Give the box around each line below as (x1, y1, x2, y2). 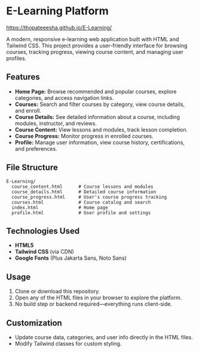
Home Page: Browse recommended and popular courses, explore (14, 88, 177, 95)
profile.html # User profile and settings (11, 209, 151, 216)
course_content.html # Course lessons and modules (11, 184, 154, 190)
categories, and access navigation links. (14, 94, 114, 101)
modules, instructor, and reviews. (14, 120, 97, 127)
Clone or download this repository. (14, 288, 100, 295)
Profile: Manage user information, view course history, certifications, (14, 139, 185, 146)
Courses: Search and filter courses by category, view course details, (14, 101, 185, 108)
